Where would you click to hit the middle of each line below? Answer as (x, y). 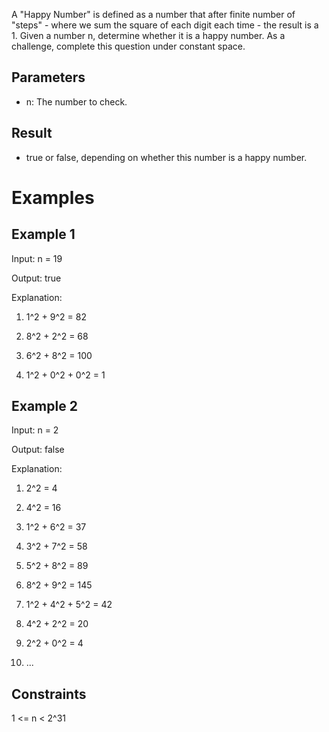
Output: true (36, 278)
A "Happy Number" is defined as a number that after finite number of (153, 14)
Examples (53, 197)
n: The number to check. (76, 101)
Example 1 (43, 234)
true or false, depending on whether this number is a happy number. (166, 157)
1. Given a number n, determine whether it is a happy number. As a (148, 35)
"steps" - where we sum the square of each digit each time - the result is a (165, 25)
